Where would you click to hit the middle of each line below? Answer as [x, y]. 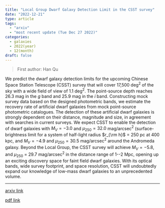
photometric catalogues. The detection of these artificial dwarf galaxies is [80, 112]
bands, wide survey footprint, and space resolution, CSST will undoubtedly [81, 166]
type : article [20, 19]
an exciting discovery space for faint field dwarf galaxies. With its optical [79, 161]
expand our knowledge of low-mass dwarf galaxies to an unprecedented [79, 171]
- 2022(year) [23, 46]
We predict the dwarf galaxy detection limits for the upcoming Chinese [77, 79]
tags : [11, 23]
